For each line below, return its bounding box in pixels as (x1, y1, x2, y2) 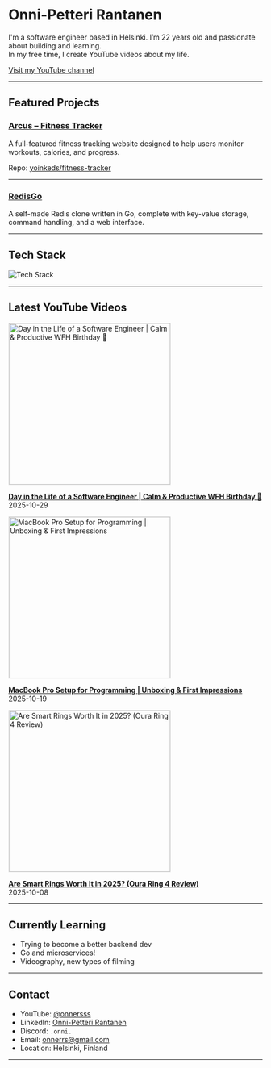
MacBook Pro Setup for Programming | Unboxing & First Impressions (8, 685, 243, 695)
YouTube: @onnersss (19, 1009, 91, 1019)
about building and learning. (8, 40, 102, 50)
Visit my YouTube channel (8, 65, 94, 74)
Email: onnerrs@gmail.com (19, 1035, 110, 1045)
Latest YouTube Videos (8, 301, 127, 315)
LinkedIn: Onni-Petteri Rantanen (19, 1018, 127, 1028)
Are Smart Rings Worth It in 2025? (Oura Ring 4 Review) (8, 878, 199, 888)
